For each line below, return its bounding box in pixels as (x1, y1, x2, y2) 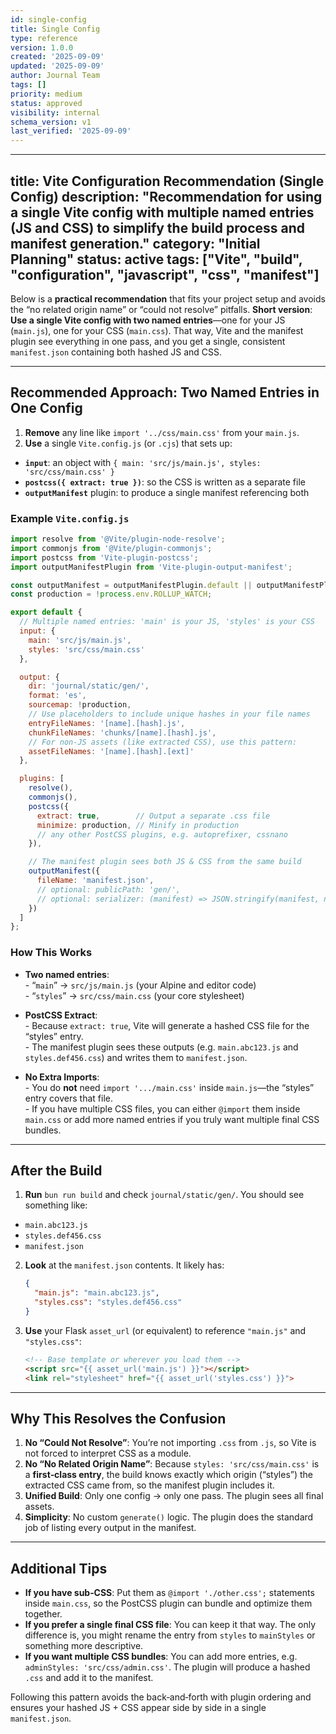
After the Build (10, 1162, 103, 1179)
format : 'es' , (28, 691, 87, 701)
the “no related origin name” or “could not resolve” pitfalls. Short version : (10, 303, 313, 315)
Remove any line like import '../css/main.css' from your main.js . (24, 426, 300, 438)
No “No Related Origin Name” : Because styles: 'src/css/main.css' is (24, 1458, 320, 1470)
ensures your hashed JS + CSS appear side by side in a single (10, 1702, 267, 1714)
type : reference (10, 33, 78, 43)
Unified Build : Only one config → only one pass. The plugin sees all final (24, 1490, 324, 1502)
